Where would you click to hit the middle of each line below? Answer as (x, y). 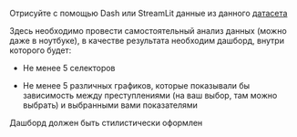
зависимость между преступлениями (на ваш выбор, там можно (150, 95)
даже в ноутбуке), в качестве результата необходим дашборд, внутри (147, 41)
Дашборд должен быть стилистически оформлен (106, 123)
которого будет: (41, 50)
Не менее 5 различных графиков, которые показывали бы (136, 85)
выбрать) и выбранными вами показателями (110, 105)
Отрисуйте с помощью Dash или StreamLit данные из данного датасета (148, 13)
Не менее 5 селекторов (69, 68)
